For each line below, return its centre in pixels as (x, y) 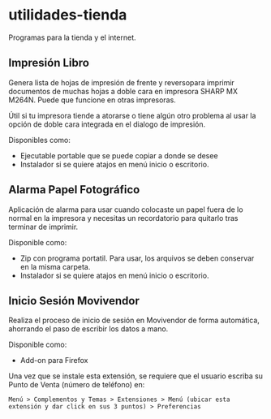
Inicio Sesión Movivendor (74, 301)
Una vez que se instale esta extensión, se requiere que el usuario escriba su (136, 376)
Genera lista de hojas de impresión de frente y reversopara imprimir (122, 82)
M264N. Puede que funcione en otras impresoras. (92, 100)
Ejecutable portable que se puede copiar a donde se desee (119, 155)
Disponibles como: (40, 140)
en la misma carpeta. (55, 266)
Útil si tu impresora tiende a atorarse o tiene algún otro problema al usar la (132, 115)
